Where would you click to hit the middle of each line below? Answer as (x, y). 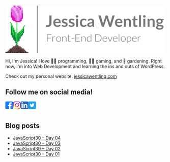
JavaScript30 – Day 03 (37, 143)
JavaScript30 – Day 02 (37, 149)
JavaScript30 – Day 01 (36, 154)
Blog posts (22, 126)
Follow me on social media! (49, 92)
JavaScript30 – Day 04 (37, 138)
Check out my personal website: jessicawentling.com (61, 76)
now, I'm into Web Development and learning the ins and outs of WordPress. (85, 66)
